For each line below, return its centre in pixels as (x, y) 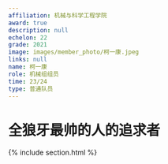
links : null (28, 60)
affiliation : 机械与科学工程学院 (58, 15)
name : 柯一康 (28, 67)
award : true (28, 23)
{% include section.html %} (53, 153)
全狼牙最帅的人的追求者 (84, 130)
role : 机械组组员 (34, 74)
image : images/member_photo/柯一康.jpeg (74, 52)
